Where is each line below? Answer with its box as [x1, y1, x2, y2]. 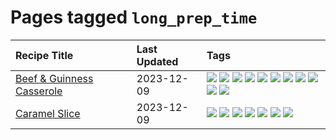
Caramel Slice [15, 106, 81, 120]
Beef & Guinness [15, 71, 94, 85]
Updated [136, 54, 179, 68]
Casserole [15, 84, 63, 98]
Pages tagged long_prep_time [10, 6, 258, 29]
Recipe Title [15, 48, 74, 62]
